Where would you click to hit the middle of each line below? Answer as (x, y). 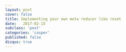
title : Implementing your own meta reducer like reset (63, 19)
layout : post (19, 10)
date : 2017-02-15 (25, 24)
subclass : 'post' (23, 28)
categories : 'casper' (28, 33)
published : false (23, 38)
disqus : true (19, 42)
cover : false (19, 14)
